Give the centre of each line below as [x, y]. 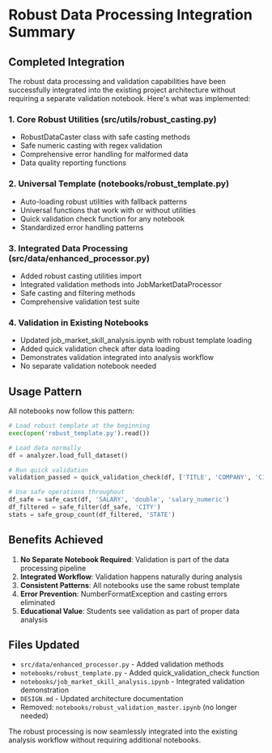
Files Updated [44, 645]
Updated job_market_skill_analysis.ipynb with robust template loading [136, 341]
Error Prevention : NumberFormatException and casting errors [124, 594]
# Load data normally [45, 448]
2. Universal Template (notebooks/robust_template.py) [119, 184]
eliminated [37, 602]
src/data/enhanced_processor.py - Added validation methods [122, 664]
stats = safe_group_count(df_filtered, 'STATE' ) [92, 514]
